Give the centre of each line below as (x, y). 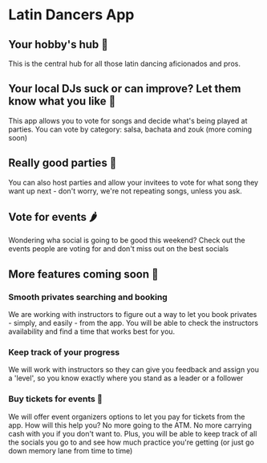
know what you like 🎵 (62, 102)
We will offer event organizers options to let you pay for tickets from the (127, 416)
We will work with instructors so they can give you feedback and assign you (133, 370)
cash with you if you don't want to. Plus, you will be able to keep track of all (133, 433)
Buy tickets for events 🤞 (55, 399)
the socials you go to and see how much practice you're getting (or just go (131, 442)
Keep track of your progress (64, 352)
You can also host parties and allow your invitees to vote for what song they (133, 182)
